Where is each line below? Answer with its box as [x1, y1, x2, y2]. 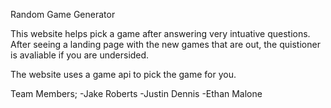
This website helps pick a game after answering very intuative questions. [10, 28, 311, 39]
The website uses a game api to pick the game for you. [10, 69, 237, 80]
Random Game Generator [10, 9, 116, 20]
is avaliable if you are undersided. [10, 49, 150, 61]
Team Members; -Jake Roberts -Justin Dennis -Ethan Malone [10, 88, 263, 99]
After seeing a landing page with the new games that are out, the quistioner [10, 39, 321, 50]
